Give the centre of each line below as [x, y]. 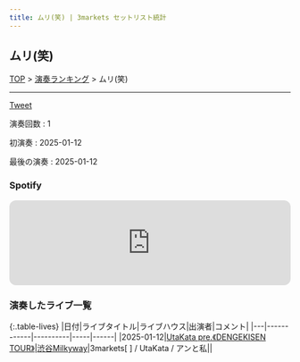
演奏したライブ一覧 [50, 305]
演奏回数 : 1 [30, 124]
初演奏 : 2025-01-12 [46, 143]
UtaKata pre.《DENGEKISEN [216, 337]
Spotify [25, 186]
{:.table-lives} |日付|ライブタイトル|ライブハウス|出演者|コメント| [129, 326]
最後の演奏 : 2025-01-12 [54, 162]
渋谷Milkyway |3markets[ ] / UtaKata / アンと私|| [125, 349]
